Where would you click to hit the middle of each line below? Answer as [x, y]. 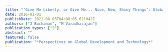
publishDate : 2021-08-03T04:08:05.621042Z [50, 19]
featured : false [22, 38]
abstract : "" [19, 33]
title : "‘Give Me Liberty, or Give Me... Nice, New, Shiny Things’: [78, 10]
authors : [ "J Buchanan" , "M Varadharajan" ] [51, 24]
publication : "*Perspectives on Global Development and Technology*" [79, 42]
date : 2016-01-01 [23, 14]
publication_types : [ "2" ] [32, 28]
